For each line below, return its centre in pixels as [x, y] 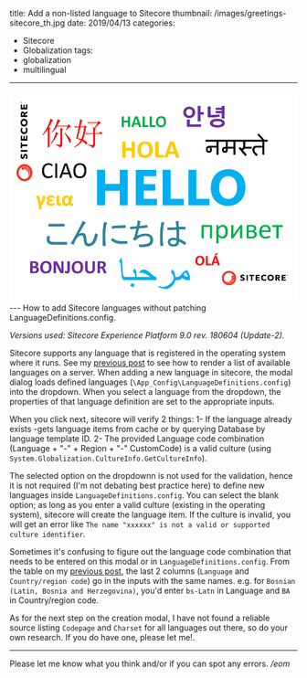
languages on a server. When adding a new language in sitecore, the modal [151, 372]
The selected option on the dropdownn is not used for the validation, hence [151, 475]
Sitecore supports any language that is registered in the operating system [148, 353]
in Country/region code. [54, 600]
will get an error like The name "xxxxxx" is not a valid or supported [140, 524]
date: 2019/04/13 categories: [121, 23]
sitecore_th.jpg [37, 23]
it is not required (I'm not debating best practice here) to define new [137, 485]
